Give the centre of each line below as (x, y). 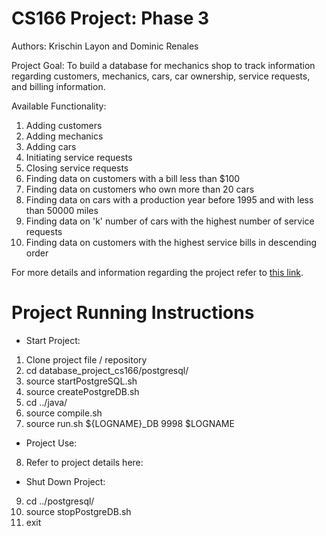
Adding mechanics (64, 136)
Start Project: (53, 340)
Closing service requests (77, 168)
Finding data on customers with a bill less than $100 (133, 178)
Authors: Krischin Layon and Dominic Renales (105, 46)
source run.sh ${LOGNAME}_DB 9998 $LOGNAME (130, 423)
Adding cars (51, 146)
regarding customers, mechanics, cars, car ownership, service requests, (161, 76)
